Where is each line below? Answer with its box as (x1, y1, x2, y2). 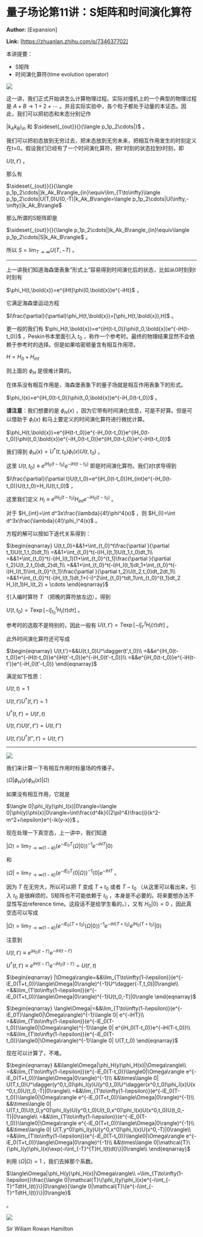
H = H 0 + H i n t (6, 353, 40, 362)
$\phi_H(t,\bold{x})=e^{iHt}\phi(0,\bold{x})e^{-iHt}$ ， (6, 286, 142, 294)
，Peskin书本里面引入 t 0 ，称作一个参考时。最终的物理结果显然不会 (22, 333, 190, 341)
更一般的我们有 (6, 325, 43, 332)
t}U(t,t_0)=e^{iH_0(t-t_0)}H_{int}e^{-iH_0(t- (66, 475, 172, 482)
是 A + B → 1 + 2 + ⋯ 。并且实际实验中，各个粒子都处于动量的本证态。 (6, 102, 181, 110)
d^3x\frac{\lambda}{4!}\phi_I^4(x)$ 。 (6, 517, 101, 524)
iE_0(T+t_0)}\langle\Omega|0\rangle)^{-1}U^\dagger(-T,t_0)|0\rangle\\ (6, 980, 179, 987)
